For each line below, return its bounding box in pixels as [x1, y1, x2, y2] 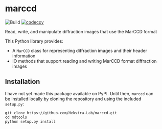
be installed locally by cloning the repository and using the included [5, 96, 141, 102]
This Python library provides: [5, 38, 64, 44]
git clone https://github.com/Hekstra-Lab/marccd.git [5, 110, 117, 115]
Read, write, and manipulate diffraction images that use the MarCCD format [5, 28, 158, 34]
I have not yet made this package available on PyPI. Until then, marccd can [5, 90, 154, 96]
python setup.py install [5, 119, 56, 124]
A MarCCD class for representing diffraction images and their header [12, 48, 147, 53]
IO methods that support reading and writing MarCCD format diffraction [12, 58, 157, 64]
